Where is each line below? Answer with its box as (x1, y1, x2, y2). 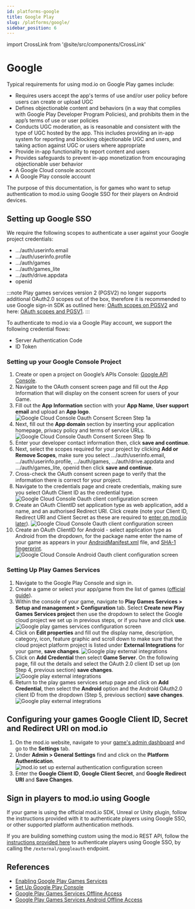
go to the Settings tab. (15, 745, 70, 752)
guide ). (15, 592, 33, 599)
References (6, 862, 50, 872)
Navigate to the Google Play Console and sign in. (15, 579, 134, 586)
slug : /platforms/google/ (6, 19, 70, 25)
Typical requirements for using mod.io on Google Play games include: (6, 81, 175, 88)
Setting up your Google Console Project (6, 358, 122, 366)
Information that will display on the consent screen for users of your (15, 390, 179, 397)
